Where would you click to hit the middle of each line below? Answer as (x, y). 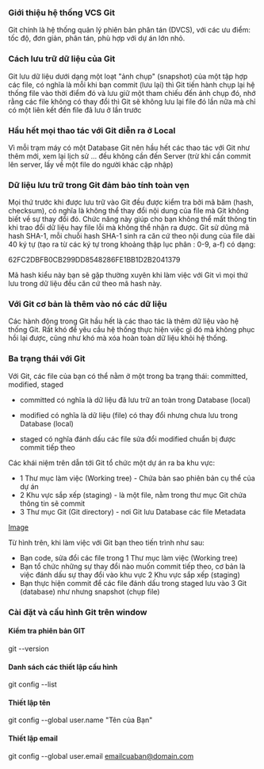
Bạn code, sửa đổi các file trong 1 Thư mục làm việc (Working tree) (128, 557)
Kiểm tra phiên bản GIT (47, 631)
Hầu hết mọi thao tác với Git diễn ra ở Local (92, 130)
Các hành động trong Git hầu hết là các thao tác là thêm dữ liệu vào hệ (124, 321)
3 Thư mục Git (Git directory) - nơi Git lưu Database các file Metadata (132, 511)
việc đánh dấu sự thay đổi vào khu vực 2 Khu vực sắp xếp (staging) (130, 575)
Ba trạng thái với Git (47, 358)
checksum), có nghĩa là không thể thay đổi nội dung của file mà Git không (129, 211)
